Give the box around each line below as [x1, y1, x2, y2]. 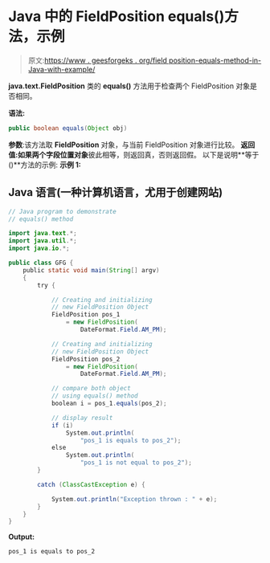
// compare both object [51, 385, 131, 393]
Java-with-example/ [27, 64, 96, 74]
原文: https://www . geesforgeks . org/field [27, 55, 167, 65]
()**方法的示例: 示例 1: [8, 160, 82, 169]
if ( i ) [51, 421, 74, 430]
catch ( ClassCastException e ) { [37, 480, 146, 488]
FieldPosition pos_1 [51, 311, 121, 319]
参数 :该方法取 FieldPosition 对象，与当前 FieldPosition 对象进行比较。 [8, 140, 239, 149]
